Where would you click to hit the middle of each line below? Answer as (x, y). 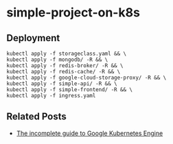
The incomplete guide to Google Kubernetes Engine (90, 133)
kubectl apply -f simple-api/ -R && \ (62, 84)
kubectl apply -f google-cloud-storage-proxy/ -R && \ (86, 77)
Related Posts (36, 117)
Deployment (33, 38)
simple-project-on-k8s (73, 13)
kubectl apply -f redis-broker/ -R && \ (65, 66)
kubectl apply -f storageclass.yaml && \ (67, 53)
